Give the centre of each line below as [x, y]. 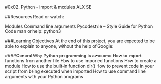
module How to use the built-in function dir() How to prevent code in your [80, 66]
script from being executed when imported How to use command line [76, 71]
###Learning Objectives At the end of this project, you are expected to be [80, 41]
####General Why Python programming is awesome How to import [73, 56]
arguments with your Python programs [44, 76]
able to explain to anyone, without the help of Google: [59, 46]
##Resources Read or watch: [34, 16]
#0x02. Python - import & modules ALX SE [48, 7]
